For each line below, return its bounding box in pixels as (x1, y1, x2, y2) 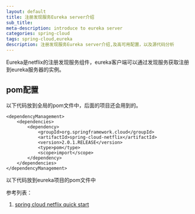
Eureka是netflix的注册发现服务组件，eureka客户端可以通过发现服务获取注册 (6, 59, 189, 66)
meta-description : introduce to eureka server (6, 25, 123, 31)
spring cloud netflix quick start (14, 200, 89, 207)
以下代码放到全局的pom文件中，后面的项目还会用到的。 (6, 102, 142, 109)
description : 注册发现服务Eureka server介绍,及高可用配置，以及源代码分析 (6, 42, 174, 48)
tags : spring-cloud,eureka (6, 36, 73, 42)
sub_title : (6, 20, 33, 25)
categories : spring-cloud (6, 31, 70, 37)
